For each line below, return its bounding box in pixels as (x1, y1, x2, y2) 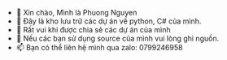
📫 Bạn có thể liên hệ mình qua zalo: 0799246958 (15, 43, 183, 52)
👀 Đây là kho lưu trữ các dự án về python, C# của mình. (15, 16, 202, 26)
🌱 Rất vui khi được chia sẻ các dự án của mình (15, 25, 171, 34)
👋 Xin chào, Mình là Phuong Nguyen (15, 8, 138, 17)
